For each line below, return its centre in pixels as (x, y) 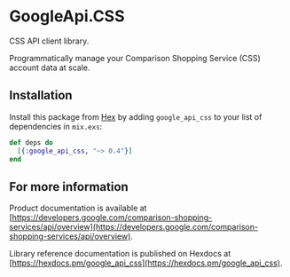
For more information (69, 187)
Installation (41, 95)
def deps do (31, 142)
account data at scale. (50, 67)
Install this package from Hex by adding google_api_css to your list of (136, 116)
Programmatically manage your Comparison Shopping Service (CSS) (135, 58)
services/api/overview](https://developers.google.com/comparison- (134, 227)
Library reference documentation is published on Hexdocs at (120, 254)
